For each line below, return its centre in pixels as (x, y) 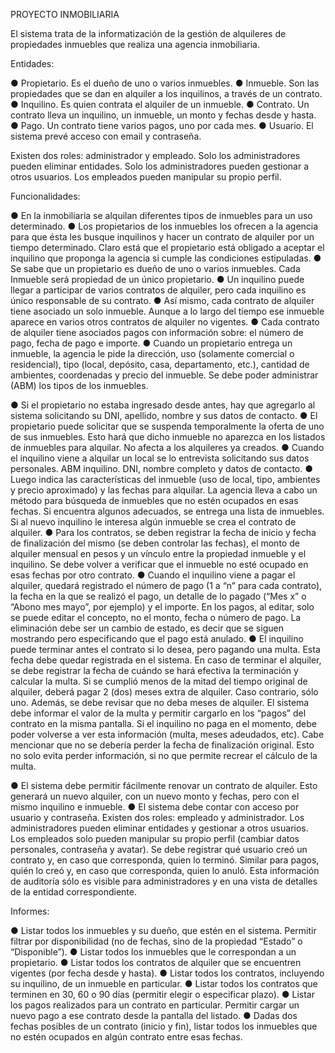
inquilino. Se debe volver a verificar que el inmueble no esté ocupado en (159, 564)
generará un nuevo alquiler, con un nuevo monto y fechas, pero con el (155, 796)
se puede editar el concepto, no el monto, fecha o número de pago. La (156, 617)
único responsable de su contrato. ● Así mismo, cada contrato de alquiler (162, 300)
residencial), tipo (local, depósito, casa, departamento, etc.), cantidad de (160, 364)
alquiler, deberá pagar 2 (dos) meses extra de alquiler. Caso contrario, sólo (164, 692)
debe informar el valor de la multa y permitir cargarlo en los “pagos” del (158, 713)
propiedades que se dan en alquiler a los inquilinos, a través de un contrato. (166, 93)
